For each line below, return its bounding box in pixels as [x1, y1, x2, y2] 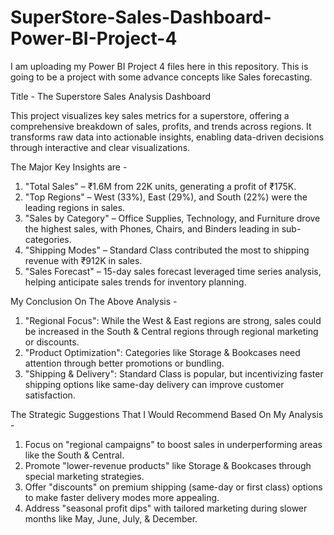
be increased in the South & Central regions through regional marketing [24, 325, 319, 337]
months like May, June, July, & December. [24, 512, 198, 525]
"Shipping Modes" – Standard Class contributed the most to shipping [24, 244, 310, 256]
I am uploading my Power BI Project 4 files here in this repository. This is [10, 60, 309, 72]
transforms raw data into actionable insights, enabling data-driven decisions [10, 131, 325, 143]
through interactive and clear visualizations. [10, 141, 191, 153]
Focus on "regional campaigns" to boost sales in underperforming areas [24, 438, 323, 450]
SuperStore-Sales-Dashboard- [10, 6, 272, 29]
